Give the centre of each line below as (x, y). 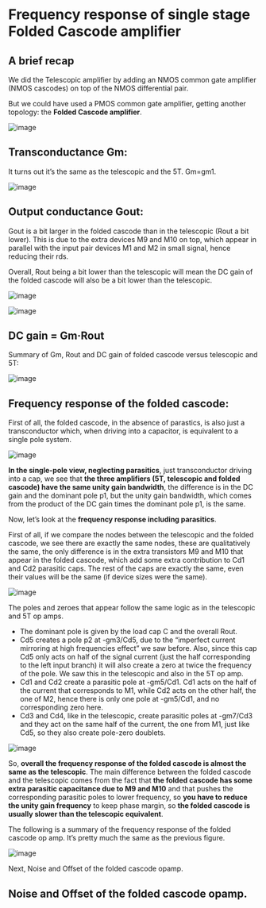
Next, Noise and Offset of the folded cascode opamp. (96, 869)
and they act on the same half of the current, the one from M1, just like (135, 725)
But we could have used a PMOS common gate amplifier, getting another (127, 104)
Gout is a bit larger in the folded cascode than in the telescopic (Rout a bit (129, 231)
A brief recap (41, 61)
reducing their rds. (39, 256)
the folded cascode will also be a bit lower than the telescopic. (110, 280)
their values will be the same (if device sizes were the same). (108, 577)
